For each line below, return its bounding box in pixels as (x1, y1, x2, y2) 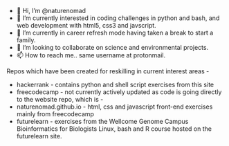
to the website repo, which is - (16, 95, 104, 103)
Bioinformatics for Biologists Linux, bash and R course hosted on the (16, 125, 212, 133)
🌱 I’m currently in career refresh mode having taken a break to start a (16, 28, 214, 37)
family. (16, 36, 36, 44)
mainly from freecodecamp (16, 110, 95, 118)
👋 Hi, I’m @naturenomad (16, 7, 86, 15)
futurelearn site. (16, 132, 62, 140)
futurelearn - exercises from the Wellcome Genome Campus (16, 118, 189, 125)
